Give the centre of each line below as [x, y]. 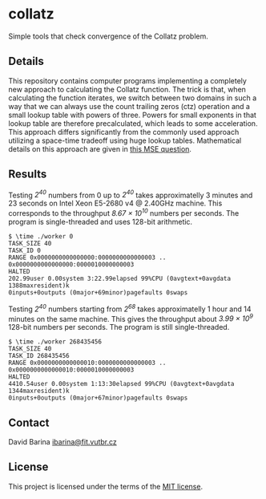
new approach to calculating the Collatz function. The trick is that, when [127, 89]
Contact [29, 422]
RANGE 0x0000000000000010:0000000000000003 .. [87, 363]
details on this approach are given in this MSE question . [100, 148]
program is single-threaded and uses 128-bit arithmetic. [101, 221]
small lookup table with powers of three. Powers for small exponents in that [132, 115]
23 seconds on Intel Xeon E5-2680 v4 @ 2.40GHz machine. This [115, 203]
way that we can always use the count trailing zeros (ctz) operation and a [129, 106]
